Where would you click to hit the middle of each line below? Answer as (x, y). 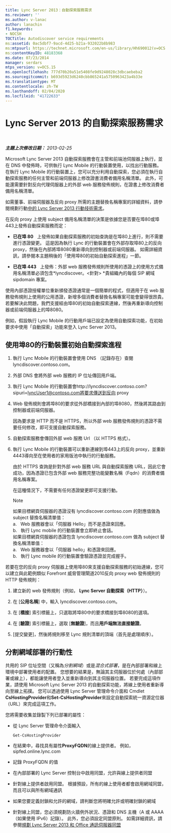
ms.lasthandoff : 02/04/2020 (35, 91)
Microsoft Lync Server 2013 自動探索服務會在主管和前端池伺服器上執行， (82, 159)
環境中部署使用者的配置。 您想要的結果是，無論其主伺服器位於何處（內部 (82, 672)
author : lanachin (24, 24)
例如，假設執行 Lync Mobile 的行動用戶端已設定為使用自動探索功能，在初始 (84, 321)
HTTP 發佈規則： (23, 580)
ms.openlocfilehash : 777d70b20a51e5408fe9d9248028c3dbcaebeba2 (74, 72)
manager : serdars (24, 63)
